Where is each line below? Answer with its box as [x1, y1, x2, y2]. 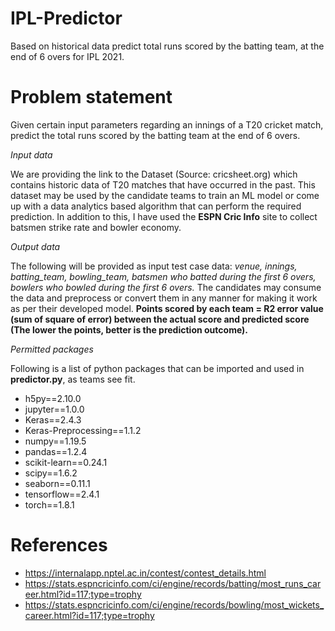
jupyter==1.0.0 [24, 403, 85, 415]
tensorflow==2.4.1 [24, 488, 100, 500]
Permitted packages [10, 343, 94, 355]
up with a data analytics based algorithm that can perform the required [10, 200, 302, 212]
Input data [10, 148, 53, 161]
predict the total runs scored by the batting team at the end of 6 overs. [10, 129, 301, 141]
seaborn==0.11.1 [24, 477, 91, 489]
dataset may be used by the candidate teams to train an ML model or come [10, 189, 320, 201]
